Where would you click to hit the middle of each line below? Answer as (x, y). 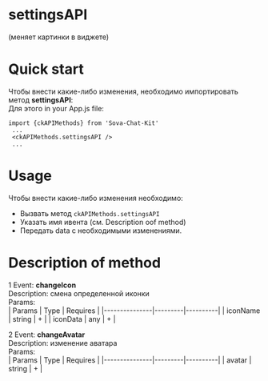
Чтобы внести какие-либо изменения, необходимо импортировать (123, 91)
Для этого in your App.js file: (56, 108)
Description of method (85, 263)
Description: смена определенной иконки (79, 293)
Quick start (46, 69)
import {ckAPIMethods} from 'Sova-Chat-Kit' (84, 123)
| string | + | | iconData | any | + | (62, 319)
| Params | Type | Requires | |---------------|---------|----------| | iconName (134, 311)
